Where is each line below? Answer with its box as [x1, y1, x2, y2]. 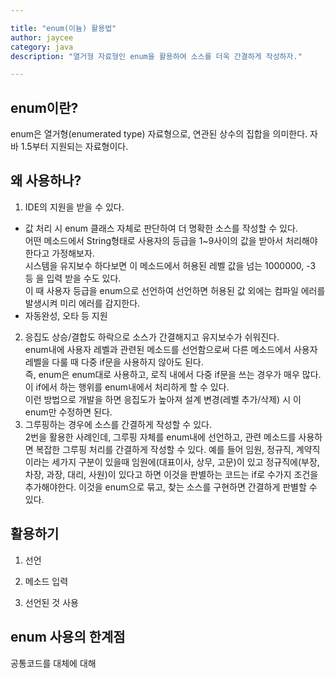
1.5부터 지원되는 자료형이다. [20, 141, 129, 153]
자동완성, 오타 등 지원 [24, 309, 108, 321]
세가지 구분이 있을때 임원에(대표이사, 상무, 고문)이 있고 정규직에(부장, [51, 456, 320, 468]
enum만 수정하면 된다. [24, 406, 113, 418]
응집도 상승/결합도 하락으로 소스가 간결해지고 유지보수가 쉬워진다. [24, 331, 280, 343]
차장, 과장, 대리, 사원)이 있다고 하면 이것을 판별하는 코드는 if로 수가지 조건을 [24, 468, 319, 480]
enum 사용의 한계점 [10, 629, 126, 646]
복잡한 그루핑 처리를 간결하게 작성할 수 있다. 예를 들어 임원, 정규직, [35, 443, 294, 455]
